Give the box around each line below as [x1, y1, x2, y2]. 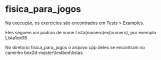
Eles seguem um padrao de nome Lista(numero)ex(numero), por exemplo [5, 29, 156, 35]
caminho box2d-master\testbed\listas [5, 50, 83, 56]
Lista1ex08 [5, 35, 27, 41]
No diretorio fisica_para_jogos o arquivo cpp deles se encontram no [5, 44, 145, 50]
